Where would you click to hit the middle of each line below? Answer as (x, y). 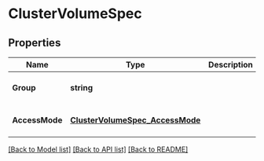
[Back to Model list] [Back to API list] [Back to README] (98, 149)
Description (231, 65)
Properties (35, 43)
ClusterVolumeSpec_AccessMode (136, 120)
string (82, 88)
